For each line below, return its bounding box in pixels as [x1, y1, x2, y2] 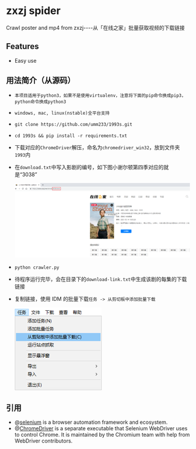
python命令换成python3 [14, 98, 66, 105]
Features [6, 42, 39, 52]
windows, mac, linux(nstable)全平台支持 [14, 110, 110, 116]
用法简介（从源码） [6, 76, 75, 85]
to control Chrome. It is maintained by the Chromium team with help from [14, 431, 190, 438]
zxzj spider [6, 4, 61, 18]
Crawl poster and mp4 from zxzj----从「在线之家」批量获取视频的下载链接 [6, 24, 185, 31]
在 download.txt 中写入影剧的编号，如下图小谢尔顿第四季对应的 [14, 163, 164, 170]
